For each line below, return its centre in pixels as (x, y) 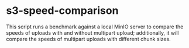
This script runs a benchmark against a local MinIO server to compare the (95, 27)
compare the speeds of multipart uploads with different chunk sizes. (88, 39)
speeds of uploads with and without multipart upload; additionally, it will (92, 32)
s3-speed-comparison (62, 11)
